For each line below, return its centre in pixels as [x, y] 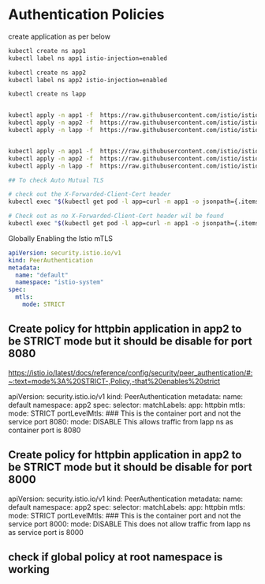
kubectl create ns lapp [47, 94]
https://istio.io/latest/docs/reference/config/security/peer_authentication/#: [131, 372]
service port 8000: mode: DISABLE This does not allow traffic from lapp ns [129, 524]
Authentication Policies [86, 15]
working [29, 569]
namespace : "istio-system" [60, 282]
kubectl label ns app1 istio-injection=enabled [88, 58]
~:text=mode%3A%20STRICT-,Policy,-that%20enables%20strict [114, 381]
